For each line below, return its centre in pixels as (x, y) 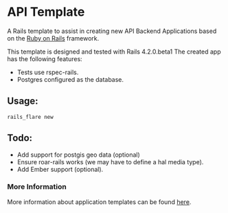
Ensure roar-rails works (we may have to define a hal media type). (110, 161)
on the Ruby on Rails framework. (53, 38)
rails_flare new (30, 117)
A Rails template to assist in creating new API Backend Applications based (112, 31)
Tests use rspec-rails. (48, 72)
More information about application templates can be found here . (99, 202)
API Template (46, 12)
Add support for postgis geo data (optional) (79, 155)
